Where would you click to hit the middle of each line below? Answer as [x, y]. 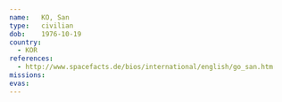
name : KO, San [39, 17]
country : [25, 42]
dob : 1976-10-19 [46, 34]
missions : [28, 75]
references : [31, 59]
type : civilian [41, 26]
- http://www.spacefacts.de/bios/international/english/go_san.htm [145, 67]
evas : [19, 83]
